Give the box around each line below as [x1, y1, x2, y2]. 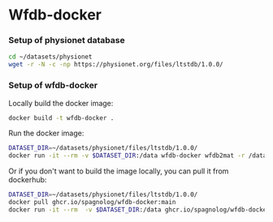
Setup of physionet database [8, 35, 125, 46]
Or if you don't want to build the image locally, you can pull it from [8, 166, 229, 176]
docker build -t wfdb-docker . [8, 113, 115, 122]
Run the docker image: [8, 128, 84, 139]
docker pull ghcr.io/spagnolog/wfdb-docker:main [8, 199, 176, 207]
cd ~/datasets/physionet [8, 53, 93, 62]
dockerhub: [8, 175, 47, 185]
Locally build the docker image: [8, 98, 114, 108]
